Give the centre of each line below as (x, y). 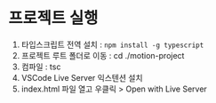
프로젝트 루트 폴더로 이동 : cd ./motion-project (103, 55)
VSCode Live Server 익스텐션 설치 (82, 77)
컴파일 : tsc (41, 67)
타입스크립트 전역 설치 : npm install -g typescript (112, 44)
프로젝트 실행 (53, 18)
